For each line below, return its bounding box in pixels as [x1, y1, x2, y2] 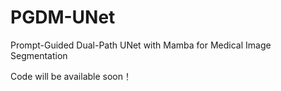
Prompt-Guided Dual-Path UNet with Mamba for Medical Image [10, 39, 272, 51]
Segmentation [10, 49, 68, 61]
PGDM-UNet [10, 6, 116, 29]
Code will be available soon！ [10, 70, 133, 82]
